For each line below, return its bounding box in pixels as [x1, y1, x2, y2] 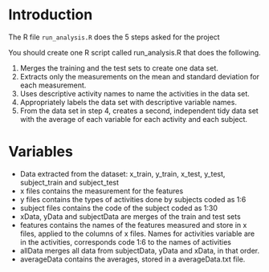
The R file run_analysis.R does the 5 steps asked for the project [8, 32, 220, 42]
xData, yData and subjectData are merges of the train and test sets [19, 211, 241, 221]
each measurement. [19, 80, 87, 90]
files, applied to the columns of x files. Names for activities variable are [19, 229, 255, 238]
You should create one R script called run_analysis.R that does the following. [8, 47, 261, 57]
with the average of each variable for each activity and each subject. [19, 114, 247, 124]
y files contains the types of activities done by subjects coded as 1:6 [19, 194, 247, 204]
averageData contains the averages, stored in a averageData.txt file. [19, 254, 246, 264]
